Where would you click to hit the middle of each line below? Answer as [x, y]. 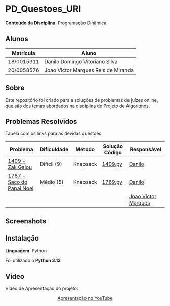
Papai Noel [21, 188]
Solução [113, 146]
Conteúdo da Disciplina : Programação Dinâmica [56, 23]
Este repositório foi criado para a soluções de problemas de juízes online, [82, 100]
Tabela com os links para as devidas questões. [54, 134]
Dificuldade [54, 149]
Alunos [17, 39]
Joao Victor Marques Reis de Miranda [89, 70]
